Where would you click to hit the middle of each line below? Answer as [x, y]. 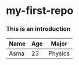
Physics [59, 53]
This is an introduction [38, 29]
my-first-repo [40, 11]
